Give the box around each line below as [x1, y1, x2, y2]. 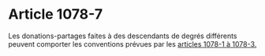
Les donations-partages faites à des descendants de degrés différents [8, 31, 238, 40]
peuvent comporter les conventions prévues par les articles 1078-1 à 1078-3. [8, 39, 257, 48]
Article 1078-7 [8, 5, 103, 23]
